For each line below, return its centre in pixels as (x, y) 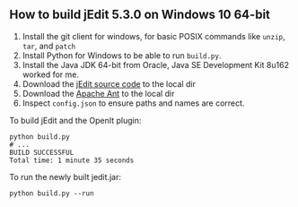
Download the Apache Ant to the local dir (98, 93)
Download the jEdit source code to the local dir (109, 83)
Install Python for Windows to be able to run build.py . (122, 55)
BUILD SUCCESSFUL (42, 152)
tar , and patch (49, 46)
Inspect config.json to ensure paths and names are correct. (133, 103)
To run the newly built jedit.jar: (65, 177)
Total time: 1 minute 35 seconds (72, 160)
